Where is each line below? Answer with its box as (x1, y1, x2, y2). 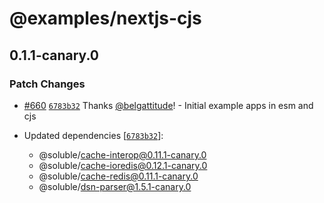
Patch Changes (9, 77, 86, 91)
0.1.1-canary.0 (9, 47, 100, 64)
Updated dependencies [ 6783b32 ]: (23, 129, 164, 141)
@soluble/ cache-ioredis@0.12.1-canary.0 (38, 159, 208, 171)
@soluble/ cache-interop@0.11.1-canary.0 (38, 148, 207, 161)
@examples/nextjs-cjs (9, 7, 202, 30)
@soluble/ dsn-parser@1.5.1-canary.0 (38, 180, 192, 192)
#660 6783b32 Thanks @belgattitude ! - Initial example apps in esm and (23, 99, 314, 111)
